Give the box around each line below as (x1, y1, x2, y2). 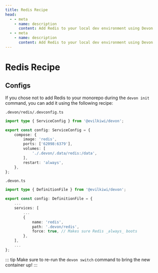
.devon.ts (5, 178, 26, 183)
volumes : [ (23, 146, 46, 151)
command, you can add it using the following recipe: (5, 100, 113, 106)
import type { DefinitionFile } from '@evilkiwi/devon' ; (5, 187, 126, 192)
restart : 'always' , (23, 160, 64, 165)
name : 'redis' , (31, 219, 64, 224)
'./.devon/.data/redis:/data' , (31, 151, 97, 156)
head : (5, 12, 16, 17)
